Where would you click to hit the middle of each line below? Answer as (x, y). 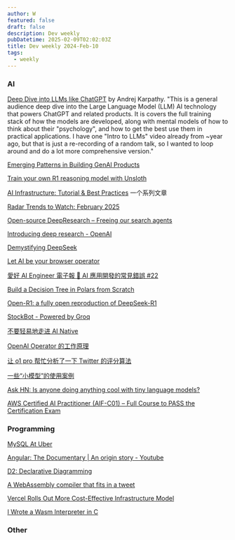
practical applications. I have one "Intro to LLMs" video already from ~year (115, 137)
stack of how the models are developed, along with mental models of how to (118, 122)
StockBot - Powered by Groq (49, 317)
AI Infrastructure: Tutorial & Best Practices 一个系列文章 (87, 193)
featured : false (31, 20)
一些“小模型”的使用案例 (41, 376)
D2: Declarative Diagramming (50, 471)
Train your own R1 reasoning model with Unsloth (77, 179)
